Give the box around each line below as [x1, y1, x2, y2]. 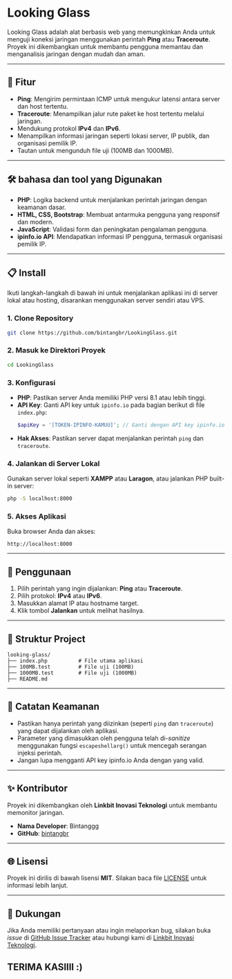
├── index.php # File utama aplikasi [7, 657, 144, 664]
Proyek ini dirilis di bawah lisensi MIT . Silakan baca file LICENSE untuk [7, 874, 207, 882]
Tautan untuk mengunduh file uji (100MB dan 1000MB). [17, 146, 174, 154]
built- [209, 474, 225, 483]
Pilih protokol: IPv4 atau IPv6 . [17, 592, 102, 600]
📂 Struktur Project [7, 633, 86, 645]
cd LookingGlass [7, 361, 54, 368]
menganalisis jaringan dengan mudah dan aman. [7, 50, 145, 58]
